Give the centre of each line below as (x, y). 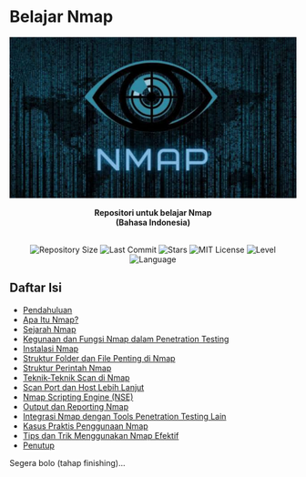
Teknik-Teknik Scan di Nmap (76, 377)
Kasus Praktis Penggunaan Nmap (85, 426)
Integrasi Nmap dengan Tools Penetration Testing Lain (124, 416)
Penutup (38, 445)
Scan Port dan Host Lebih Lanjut (83, 387)
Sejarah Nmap (49, 329)
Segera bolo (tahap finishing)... (67, 462)
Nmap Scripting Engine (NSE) (78, 397)
